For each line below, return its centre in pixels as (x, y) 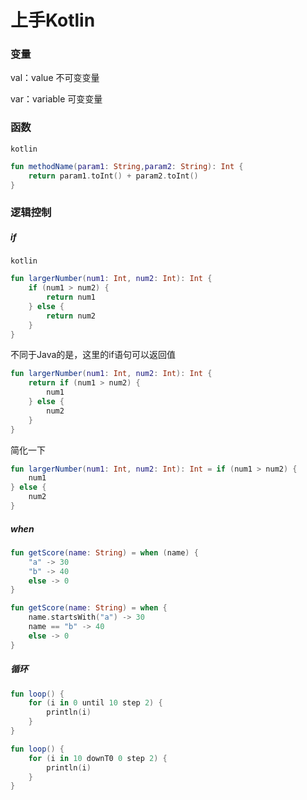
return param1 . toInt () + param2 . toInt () (113, 176)
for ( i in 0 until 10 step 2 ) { (95, 703)
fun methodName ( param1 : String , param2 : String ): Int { (127, 166)
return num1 (71, 297)
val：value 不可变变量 (55, 78)
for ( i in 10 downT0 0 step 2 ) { (98, 758)
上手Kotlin (53, 20)
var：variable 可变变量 (56, 99)
